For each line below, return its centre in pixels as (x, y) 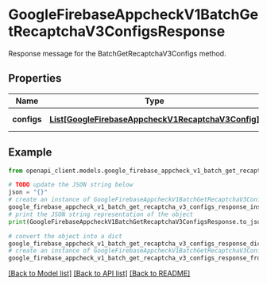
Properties (35, 78)
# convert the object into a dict (66, 236)
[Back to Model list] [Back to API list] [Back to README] (99, 273)
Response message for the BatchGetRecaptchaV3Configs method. (117, 53)
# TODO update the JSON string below (71, 185)
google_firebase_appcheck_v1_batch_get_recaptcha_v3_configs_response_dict (136, 244)
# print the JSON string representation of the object (101, 214)
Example (30, 152)
